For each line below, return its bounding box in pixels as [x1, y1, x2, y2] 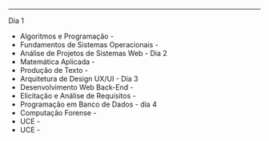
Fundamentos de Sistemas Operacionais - [19, 40, 159, 49]
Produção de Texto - [19, 66, 88, 75]
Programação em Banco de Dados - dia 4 [19, 99, 158, 109]
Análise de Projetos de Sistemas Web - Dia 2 [19, 49, 168, 58]
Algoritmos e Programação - [19, 31, 114, 41]
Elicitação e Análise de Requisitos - [19, 91, 136, 100]
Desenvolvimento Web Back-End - [19, 83, 134, 92]
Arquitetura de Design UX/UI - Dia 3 [19, 74, 139, 83]
